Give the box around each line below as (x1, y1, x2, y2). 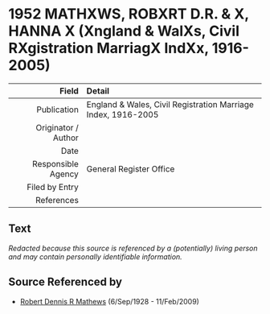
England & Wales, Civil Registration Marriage (86, 98, 255, 109)
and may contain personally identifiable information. (8, 251, 182, 262)
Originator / (35, 122, 79, 133)
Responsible (31, 158, 79, 169)
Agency (49, 168, 79, 180)
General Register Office (86, 163, 175, 174)
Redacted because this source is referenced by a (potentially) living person (8, 243, 259, 253)
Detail (86, 85, 110, 97)
